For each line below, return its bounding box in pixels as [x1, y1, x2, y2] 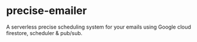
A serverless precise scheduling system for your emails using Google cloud [6, 23, 192, 30]
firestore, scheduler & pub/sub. [6, 29, 83, 36]
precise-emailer [6, 4, 87, 17]
